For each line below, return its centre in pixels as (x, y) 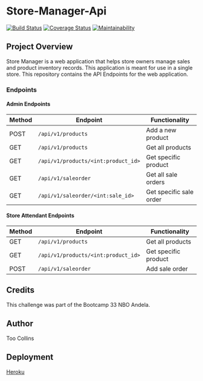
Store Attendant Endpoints (40, 216)
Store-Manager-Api (56, 11)
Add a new (161, 130)
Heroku (15, 371)
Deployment (30, 357)
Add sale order (167, 269)
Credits (21, 290)
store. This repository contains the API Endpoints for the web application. (97, 74)
